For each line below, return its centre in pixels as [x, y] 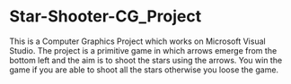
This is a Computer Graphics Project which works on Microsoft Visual [138, 41]
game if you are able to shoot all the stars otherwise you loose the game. [144, 70]
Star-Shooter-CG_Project [106, 17]
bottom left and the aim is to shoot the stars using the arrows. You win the [146, 60]
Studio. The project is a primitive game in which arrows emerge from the [143, 50]
